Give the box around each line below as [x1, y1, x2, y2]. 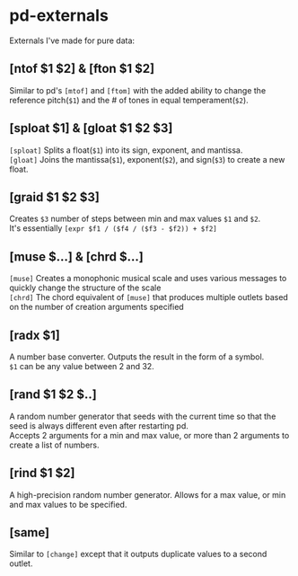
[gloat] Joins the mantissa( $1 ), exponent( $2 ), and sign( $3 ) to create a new [9, 154, 285, 164]
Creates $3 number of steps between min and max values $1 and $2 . [9, 213, 261, 225]
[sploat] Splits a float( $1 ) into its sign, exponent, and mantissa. [9, 145, 243, 155]
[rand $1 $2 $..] [9, 387, 97, 403]
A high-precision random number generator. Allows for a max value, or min [9, 489, 286, 500]
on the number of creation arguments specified [9, 302, 184, 313]
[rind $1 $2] [9, 465, 75, 481]
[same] [9, 525, 50, 540]
